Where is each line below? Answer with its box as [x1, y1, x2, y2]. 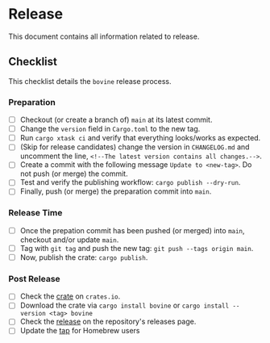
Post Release [8, 273, 60, 284]
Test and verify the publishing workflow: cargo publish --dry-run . [19, 178, 241, 187]
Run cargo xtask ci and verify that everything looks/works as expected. [19, 133, 261, 143]
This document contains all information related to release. [8, 31, 200, 41]
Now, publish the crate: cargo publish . [19, 252, 148, 262]
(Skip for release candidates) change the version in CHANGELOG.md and [19, 142, 250, 152]
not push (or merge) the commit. [19, 169, 128, 178]
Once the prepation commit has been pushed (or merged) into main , [19, 225, 245, 235]
